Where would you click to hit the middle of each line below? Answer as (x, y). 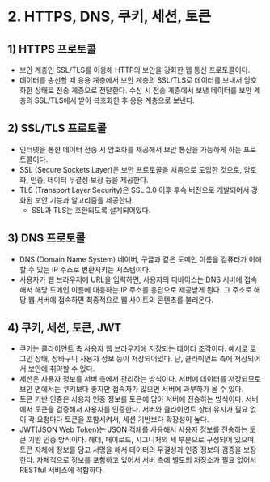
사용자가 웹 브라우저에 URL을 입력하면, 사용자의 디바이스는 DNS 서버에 (131, 279)
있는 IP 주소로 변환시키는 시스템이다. (94, 269)
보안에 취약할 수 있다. (61, 369)
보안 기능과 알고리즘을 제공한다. (84, 200)
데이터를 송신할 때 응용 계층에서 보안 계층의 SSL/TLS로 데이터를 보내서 (131, 80)
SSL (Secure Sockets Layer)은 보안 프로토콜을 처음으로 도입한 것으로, (131, 169)
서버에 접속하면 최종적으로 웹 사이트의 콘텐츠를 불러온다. (125, 300)
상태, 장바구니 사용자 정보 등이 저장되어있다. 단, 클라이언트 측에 (133, 359)
